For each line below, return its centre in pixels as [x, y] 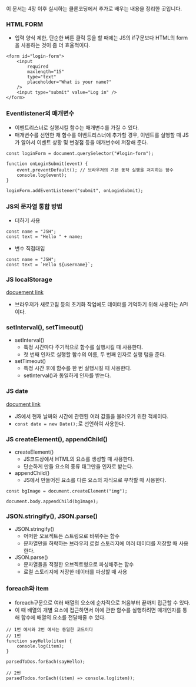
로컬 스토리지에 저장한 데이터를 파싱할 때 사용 [75, 572]
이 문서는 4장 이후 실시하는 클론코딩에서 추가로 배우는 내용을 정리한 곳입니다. [94, 9]
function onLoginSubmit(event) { [47, 164]
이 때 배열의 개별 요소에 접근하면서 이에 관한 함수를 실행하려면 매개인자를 [98, 610]
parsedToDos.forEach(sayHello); [46, 662]
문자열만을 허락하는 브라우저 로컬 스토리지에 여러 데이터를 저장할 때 [100, 543]
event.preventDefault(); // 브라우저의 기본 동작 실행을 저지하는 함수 [95, 170]
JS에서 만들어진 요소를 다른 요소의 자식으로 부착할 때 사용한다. [95, 480]
